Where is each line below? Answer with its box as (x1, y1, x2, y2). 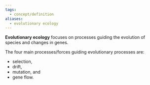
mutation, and (12, 69, 41, 75)
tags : (5, 7, 16, 12)
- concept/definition (9, 12, 54, 17)
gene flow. (12, 74, 34, 80)
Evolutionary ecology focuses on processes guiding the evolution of (5, 34, 146, 40)
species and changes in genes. (5, 40, 69, 46)
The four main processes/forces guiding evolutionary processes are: (5, 49, 145, 55)
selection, (12, 58, 33, 64)
